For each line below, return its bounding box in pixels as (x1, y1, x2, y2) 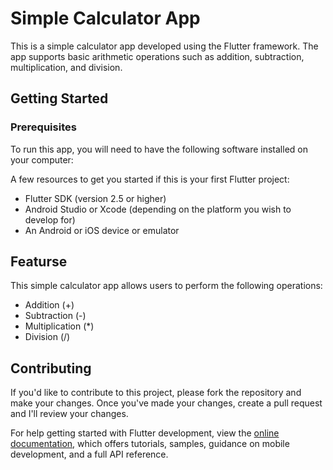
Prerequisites (10, 120, 77, 134)
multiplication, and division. (10, 61, 123, 73)
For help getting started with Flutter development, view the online (10, 427, 280, 439)
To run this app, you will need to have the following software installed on (10, 143, 308, 155)
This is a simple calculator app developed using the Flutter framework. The (10, 40, 319, 52)
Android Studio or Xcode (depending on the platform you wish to (24, 203, 292, 215)
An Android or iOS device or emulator (24, 224, 180, 236)
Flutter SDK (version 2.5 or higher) (24, 192, 167, 204)
